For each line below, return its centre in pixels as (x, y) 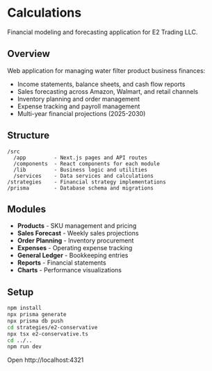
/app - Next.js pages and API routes (81, 158)
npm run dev (24, 347)
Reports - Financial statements (62, 263)
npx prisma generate (37, 315)
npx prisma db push (35, 321)
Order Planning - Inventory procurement (75, 240)
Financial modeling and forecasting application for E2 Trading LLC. (103, 32)
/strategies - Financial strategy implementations (87, 182)
